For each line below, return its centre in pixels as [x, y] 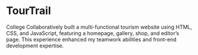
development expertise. [35, 46]
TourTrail [29, 11]
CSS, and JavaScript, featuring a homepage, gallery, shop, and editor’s [93, 33]
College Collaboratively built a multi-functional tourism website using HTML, [99, 27]
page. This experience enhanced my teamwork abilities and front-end [91, 39]
